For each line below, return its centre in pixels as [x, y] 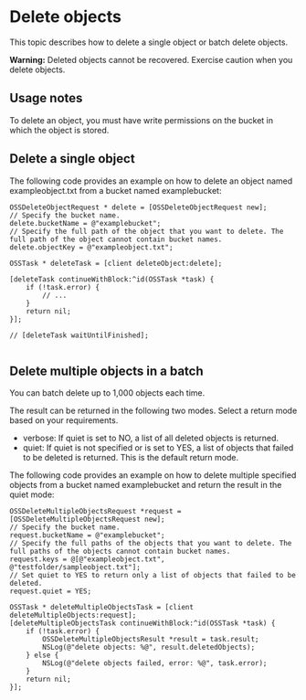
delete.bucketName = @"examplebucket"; [85, 223]
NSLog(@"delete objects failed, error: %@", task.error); [155, 663]
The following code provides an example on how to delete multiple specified [153, 475]
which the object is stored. [59, 130]
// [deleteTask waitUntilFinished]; [79, 335]
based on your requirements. [64, 420]
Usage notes [46, 98]
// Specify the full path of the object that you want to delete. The [147, 231]
